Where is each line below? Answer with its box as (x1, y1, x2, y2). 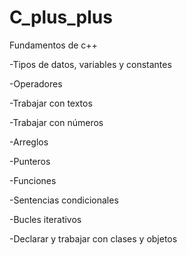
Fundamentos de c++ (9, 39, 98, 51)
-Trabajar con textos (9, 97, 93, 109)
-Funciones (9, 174, 57, 186)
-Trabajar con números (9, 116, 104, 128)
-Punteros (9, 155, 51, 167)
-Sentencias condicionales (9, 194, 119, 206)
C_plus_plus (9, 6, 113, 29)
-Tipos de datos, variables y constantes (9, 58, 172, 70)
